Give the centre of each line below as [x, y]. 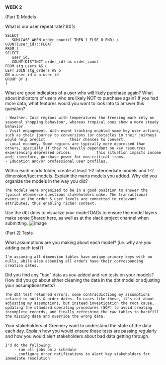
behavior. [15, 126]
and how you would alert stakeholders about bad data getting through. [77, 336]
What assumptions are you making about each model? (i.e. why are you [78, 243]
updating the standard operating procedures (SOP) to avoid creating [79, 308]
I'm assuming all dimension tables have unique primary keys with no [79, 257]
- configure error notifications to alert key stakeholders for [82, 354]
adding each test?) [24, 248]
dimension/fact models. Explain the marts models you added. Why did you [81, 176]
